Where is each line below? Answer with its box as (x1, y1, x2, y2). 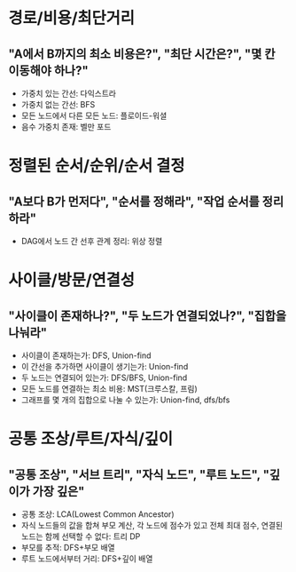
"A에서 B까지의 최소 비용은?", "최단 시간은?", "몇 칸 (8, 46, 276, 61)
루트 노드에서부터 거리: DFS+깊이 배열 (20, 553, 153, 564)
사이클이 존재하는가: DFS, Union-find (20, 350, 152, 361)
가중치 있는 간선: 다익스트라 (20, 88, 117, 99)
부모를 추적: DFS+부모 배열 (20, 543, 116, 552)
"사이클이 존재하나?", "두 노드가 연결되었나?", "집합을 (8, 308, 287, 323)
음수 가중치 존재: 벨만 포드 (20, 122, 112, 131)
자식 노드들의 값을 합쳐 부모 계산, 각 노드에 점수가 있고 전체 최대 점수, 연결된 (20, 520, 284, 530)
